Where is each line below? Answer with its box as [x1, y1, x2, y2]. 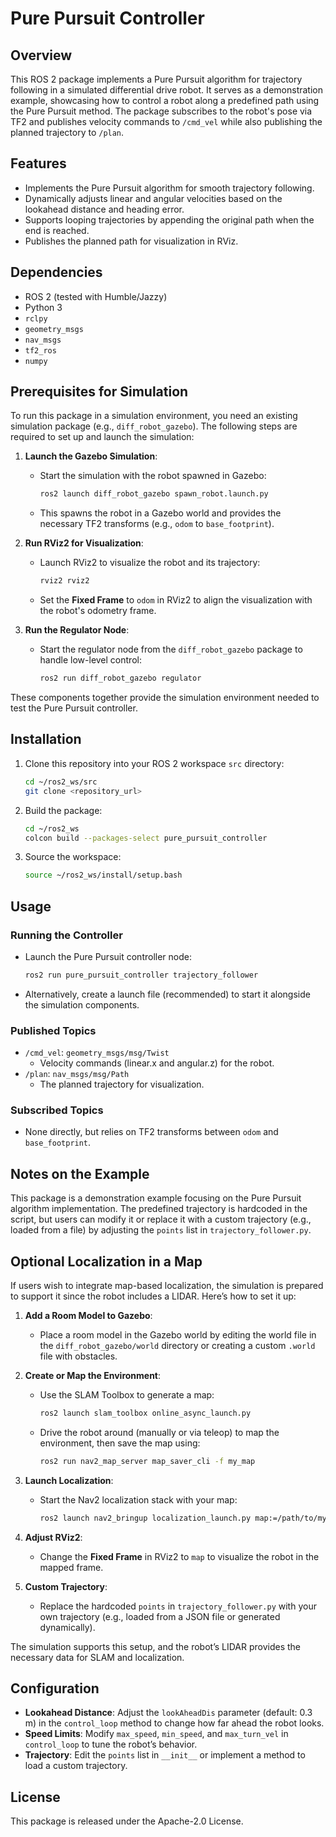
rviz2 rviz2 [39, 576, 90, 586]
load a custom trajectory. [24, 1760, 128, 1772]
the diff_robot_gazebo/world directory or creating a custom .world [39, 1340, 316, 1352]
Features [10, 155, 67, 172]
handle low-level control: [39, 654, 142, 666]
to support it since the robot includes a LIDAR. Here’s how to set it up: [10, 1290, 297, 1302]
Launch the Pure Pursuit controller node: [24, 950, 192, 962]
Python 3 [24, 301, 63, 313]
